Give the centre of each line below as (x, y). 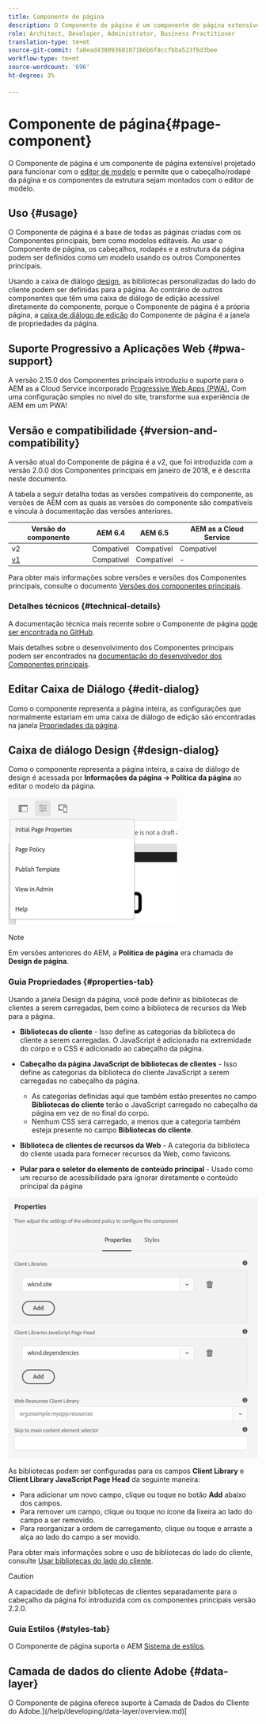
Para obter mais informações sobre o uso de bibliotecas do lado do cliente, (131, 1552)
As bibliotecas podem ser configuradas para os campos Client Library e (126, 1471)
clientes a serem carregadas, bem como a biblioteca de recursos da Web (127, 1008)
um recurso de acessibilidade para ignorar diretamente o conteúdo (129, 1177)
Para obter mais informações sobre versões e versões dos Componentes (127, 577)
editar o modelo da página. (52, 786)
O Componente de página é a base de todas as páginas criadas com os (125, 232)
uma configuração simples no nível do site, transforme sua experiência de (129, 397)
